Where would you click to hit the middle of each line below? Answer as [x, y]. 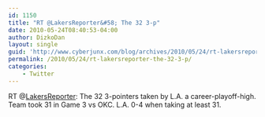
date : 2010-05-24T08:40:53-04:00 [63, 30]
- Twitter [39, 74]
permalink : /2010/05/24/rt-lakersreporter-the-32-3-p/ [100, 60]
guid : [17, 52]
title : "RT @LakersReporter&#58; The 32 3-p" [84, 23]
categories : [28, 67]
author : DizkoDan [37, 37]
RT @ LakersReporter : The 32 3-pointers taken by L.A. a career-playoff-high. [132, 96]
